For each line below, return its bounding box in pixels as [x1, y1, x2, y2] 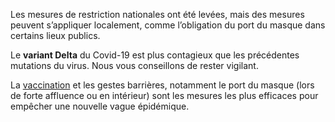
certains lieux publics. [10, 30, 101, 41]
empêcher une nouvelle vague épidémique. [10, 100, 190, 112]
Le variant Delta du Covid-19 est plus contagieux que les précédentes [10, 49, 300, 61]
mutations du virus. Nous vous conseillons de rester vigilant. [10, 60, 259, 71]
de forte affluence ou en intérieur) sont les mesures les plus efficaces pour [10, 90, 319, 101]
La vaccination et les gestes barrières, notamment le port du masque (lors [10, 79, 315, 91]
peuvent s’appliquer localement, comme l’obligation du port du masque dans [10, 19, 326, 31]
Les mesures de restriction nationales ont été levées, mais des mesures [10, 9, 305, 20]
